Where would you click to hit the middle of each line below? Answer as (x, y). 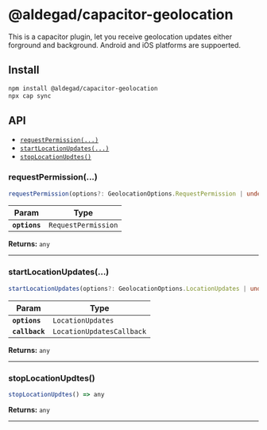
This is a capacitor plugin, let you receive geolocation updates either (120, 37)
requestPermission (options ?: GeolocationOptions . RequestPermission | (126, 194)
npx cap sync (30, 96)
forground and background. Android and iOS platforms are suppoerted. (124, 45)
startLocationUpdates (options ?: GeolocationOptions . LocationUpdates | (128, 289)
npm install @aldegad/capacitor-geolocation (83, 88)
